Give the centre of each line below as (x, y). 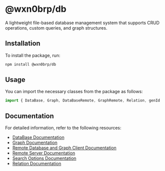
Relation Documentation (37, 164)
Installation (23, 44)
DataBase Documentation (38, 137)
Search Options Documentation (44, 158)
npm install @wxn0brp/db (31, 64)
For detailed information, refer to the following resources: (63, 128)
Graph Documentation (35, 143)
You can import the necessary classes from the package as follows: (74, 92)
